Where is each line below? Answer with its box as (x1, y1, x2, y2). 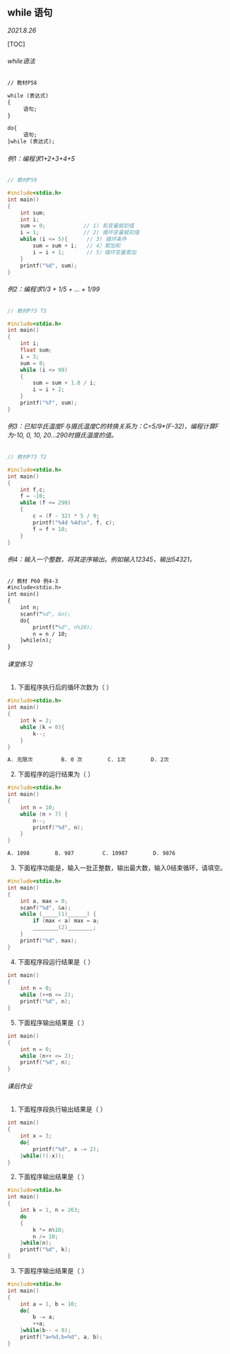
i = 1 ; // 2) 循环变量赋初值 (20, 229, 140, 236)
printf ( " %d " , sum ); (20, 262, 78, 269)
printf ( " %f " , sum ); (20, 400, 78, 407)
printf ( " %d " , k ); (20, 1246, 71, 1253)
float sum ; (20, 346, 52, 354)
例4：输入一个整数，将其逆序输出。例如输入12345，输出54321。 (7, 555, 196, 563)
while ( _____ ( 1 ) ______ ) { (20, 911, 97, 918)
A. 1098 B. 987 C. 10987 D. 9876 (7, 850, 176, 857)
